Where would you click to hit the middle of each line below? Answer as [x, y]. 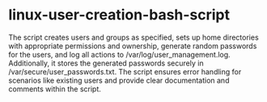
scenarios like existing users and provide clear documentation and [119, 80]
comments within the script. [55, 89]
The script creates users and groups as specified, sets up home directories [133, 37]
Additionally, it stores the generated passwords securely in [106, 63]
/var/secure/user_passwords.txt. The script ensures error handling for [125, 71]
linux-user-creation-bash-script [119, 15]
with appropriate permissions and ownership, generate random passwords [133, 45]
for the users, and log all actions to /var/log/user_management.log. [119, 54]
